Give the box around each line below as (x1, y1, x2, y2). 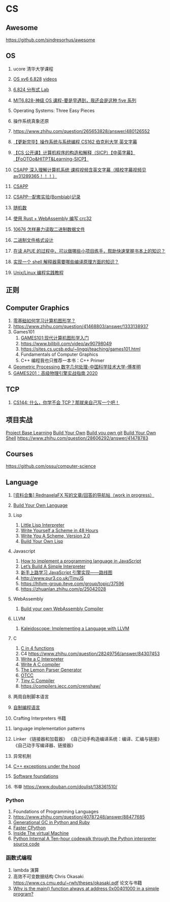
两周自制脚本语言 (13, 694, 49, 700)
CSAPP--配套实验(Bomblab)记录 (13, 194, 81, 200)
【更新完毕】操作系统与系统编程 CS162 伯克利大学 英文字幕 (13, 139, 138, 145)
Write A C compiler (20, 662, 60, 668)
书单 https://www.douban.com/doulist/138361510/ (13, 784, 118, 790)
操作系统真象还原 (13, 118, 49, 124)
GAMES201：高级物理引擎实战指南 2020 (13, 370, 98, 376)
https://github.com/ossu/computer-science (6, 463, 96, 469)
